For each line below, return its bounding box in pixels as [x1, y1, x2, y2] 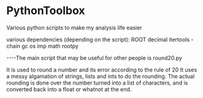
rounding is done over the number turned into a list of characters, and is [6, 79, 188, 86]
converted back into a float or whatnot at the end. [6, 85, 132, 92]
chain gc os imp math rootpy [6, 42, 79, 50]
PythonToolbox [6, 4, 85, 18]
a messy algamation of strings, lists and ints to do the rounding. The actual [6, 72, 195, 80]
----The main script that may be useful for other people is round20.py [6, 54, 183, 61]
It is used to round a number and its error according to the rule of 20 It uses [6, 66, 197, 73]
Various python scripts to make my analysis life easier [6, 24, 142, 31]
